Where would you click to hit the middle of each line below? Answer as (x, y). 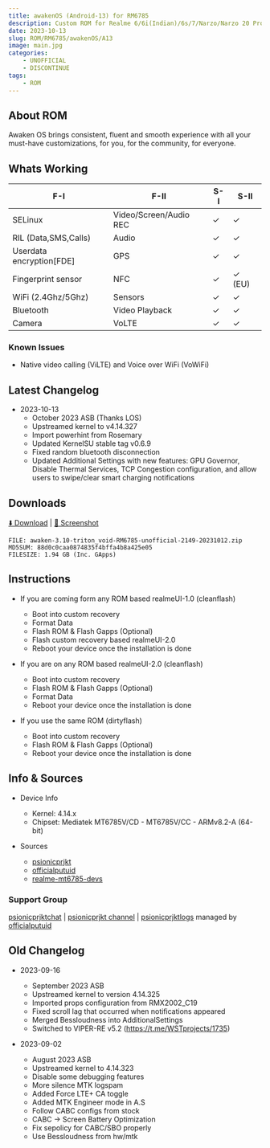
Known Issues (37, 348)
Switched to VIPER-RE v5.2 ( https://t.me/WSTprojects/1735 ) (131, 1028)
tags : (17, 76)
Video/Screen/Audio (151, 215)
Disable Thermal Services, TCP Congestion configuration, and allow (144, 469)
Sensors (129, 297)
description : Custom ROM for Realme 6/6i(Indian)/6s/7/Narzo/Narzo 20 (129, 23)
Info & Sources (46, 779)
